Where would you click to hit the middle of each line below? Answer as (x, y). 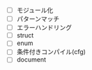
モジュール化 (35, 10)
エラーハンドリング (44, 28)
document (31, 60)
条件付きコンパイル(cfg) (51, 52)
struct (25, 35)
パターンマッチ (38, 19)
